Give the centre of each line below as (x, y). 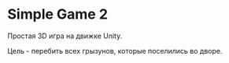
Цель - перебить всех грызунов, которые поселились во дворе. (115, 51)
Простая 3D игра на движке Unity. (65, 36)
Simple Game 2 (57, 14)
